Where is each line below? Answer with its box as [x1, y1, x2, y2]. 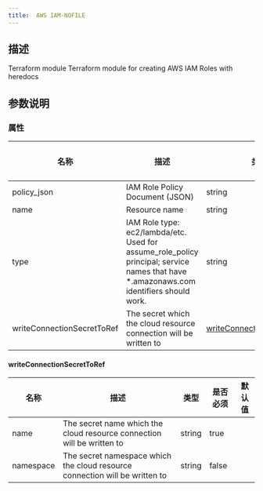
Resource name [125, 205, 184, 216]
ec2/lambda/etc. [125, 227, 187, 238]
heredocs [8, 72, 39, 82]
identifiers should [125, 286, 190, 296]
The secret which [125, 308, 190, 319]
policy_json [12, 187, 53, 198]
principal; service [125, 256, 189, 267]
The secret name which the [62, 418, 164, 429]
